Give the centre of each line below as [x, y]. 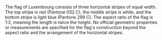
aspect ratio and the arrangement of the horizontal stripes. [64, 33]
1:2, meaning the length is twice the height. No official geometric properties [81, 22]
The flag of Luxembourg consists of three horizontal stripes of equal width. [81, 7]
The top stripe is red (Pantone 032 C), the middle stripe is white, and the [78, 12]
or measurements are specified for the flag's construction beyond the [76, 27]
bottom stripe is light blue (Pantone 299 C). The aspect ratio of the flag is [79, 17]
